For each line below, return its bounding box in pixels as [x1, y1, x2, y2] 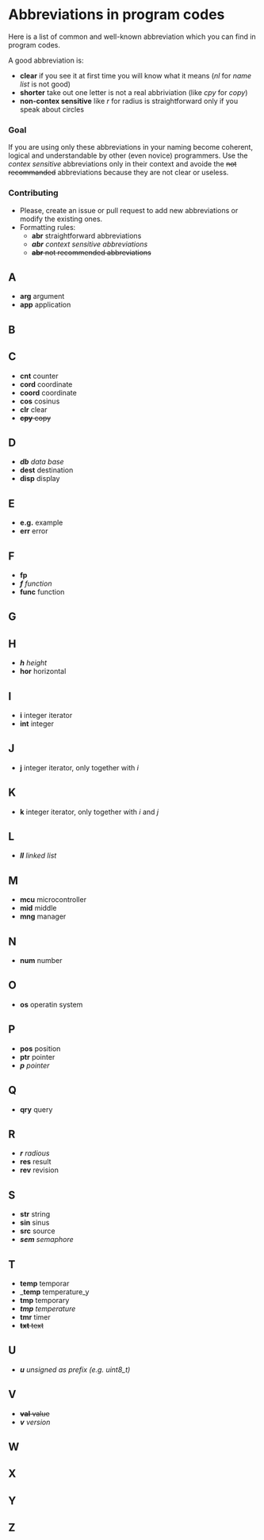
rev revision [19, 1165, 59, 1175]
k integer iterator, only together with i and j [19, 807, 159, 816]
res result [19, 1157, 52, 1167]
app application [19, 300, 71, 310]
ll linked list [19, 850, 57, 861]
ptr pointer [19, 1052, 55, 1061]
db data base [19, 457, 65, 467]
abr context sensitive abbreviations [31, 239, 148, 249]
